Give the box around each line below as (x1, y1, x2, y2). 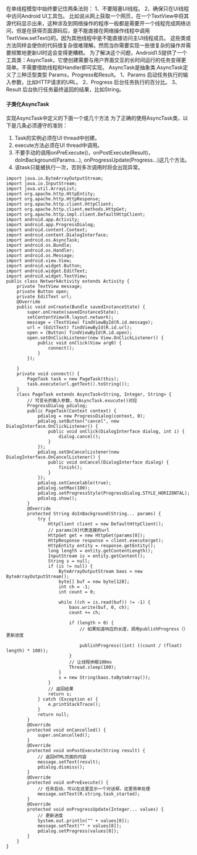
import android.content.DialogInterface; (6, 232, 109, 238)
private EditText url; (16, 294, 72, 300)
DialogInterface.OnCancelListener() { (6, 454, 101, 460)
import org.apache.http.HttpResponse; (6, 196, 101, 202)
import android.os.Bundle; (6, 243, 72, 249)
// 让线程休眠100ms (69, 659, 113, 665)
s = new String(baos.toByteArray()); (58, 675, 151, 680)
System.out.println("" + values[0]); (37, 818, 130, 824)
